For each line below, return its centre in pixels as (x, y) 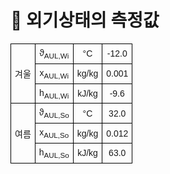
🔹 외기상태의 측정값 (85, 20)
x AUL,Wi (54, 73)
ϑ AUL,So (54, 113)
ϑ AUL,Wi (54, 53)
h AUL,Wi (54, 93)
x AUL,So (54, 133)
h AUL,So (54, 153)
